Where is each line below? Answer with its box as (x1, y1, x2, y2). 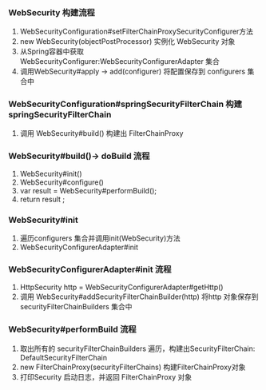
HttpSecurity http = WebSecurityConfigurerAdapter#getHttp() (19, 282, 224, 292)
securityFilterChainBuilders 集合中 (19, 302, 133, 312)
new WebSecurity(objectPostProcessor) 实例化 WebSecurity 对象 (19, 37, 236, 46)
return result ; (19, 194, 66, 204)
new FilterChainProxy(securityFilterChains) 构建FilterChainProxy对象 (19, 362, 246, 372)
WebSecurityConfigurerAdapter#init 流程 (8, 264, 172, 275)
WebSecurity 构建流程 (8, 6, 96, 18)
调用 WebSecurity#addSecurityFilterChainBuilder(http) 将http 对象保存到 (19, 292, 259, 301)
